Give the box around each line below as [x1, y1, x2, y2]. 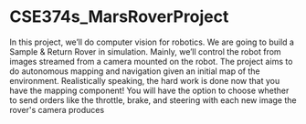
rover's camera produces [9, 104, 105, 115]
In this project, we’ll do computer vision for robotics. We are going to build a [9, 36, 295, 47]
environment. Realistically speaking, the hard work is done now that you [9, 75, 280, 86]
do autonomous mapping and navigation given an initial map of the [9, 66, 260, 77]
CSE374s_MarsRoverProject [9, 6, 229, 27]
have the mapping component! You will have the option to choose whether [9, 85, 290, 96]
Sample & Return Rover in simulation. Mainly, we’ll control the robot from [9, 46, 281, 57]
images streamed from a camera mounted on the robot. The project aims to [9, 56, 293, 67]
